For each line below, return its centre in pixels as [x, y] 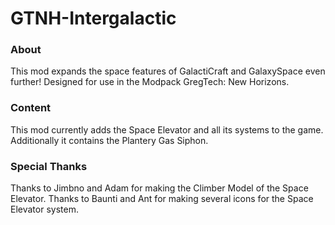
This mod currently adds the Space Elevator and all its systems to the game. [167, 129]
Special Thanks [49, 166]
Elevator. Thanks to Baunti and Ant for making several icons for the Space [162, 199]
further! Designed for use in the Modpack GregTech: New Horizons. [150, 82]
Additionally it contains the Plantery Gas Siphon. [109, 140]
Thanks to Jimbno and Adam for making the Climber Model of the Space [159, 188]
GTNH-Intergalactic [93, 18]
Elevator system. [44, 209]
